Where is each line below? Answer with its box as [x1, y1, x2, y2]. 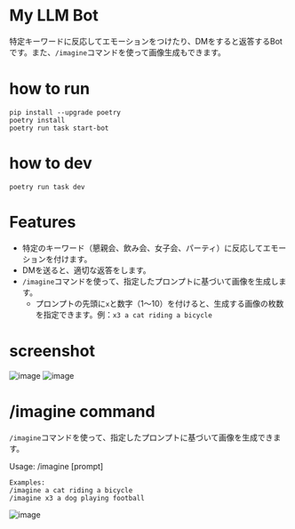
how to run [9, 79, 91, 99]
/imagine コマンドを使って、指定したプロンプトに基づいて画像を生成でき [9, 432, 274, 443]
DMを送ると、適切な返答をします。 [21, 264, 151, 276]
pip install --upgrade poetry [9, 108, 122, 116]
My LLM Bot [9, 5, 100, 26]
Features [9, 212, 76, 232]
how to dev [9, 153, 93, 173]
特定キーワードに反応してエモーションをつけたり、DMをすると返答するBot [9, 36, 283, 46]
